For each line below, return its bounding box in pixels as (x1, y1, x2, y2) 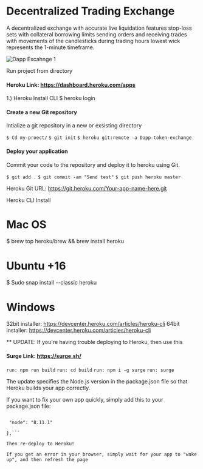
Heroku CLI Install (6, 196, 51, 204)
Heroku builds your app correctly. (6, 384, 91, 391)
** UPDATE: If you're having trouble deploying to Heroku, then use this (6, 339, 183, 346)
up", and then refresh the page (6, 456, 88, 462)
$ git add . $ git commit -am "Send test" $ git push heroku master (6, 174, 181, 180)
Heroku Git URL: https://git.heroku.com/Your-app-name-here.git (6, 184, 167, 192)
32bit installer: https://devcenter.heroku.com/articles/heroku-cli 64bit (6, 320, 181, 328)
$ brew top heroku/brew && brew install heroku (6, 238, 125, 245)
